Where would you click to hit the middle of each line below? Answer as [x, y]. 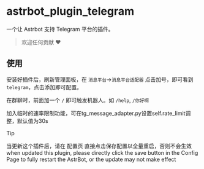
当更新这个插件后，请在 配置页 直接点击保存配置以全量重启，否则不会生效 [99, 146]
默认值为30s [32, 120]
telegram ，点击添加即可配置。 [44, 87]
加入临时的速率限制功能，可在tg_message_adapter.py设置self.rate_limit [96, 113]
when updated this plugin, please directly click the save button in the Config [102, 152]
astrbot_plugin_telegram [70, 11]
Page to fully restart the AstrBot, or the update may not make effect [91, 159]
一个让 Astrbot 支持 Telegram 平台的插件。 [60, 29]
